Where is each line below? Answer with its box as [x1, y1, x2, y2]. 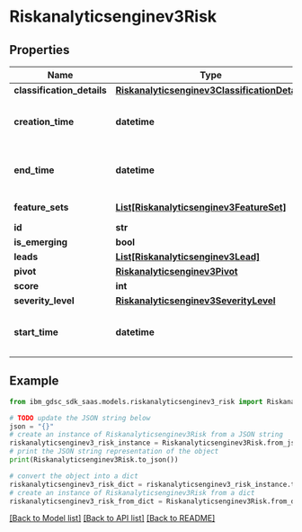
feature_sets [13, 201, 69, 213]
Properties [9, 42, 70, 58]
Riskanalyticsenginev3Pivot [115, 266, 238, 277]
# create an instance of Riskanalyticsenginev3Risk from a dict [9, 488, 255, 497]
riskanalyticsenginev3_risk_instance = [9, 438, 159, 447]
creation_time [13, 115, 75, 128]
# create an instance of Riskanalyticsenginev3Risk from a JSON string [9, 430, 283, 439]
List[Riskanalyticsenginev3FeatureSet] [115, 201, 287, 213]
